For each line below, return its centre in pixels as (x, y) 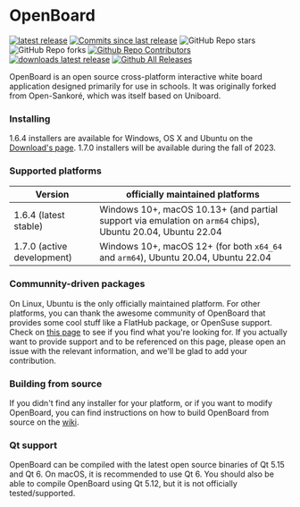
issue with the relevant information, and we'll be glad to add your (129, 351)
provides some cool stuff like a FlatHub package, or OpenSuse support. (141, 322)
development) (43, 258)
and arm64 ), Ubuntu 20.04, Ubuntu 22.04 (186, 258)
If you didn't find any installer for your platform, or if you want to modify (141, 403)
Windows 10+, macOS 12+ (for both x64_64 (191, 246)
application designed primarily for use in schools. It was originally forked (143, 86)
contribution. (33, 360)
